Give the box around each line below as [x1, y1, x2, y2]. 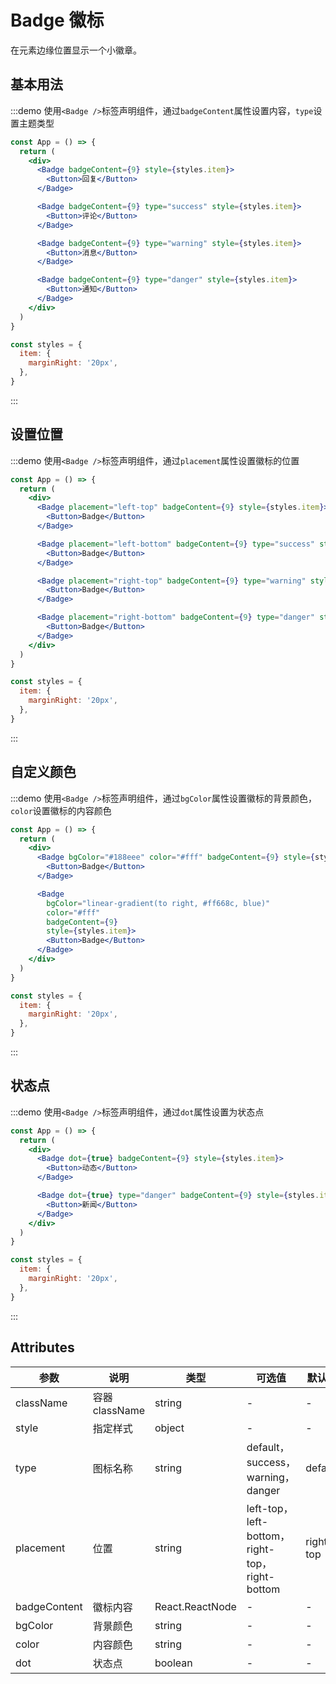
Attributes [10, 1339, 75, 1356]
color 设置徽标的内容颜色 [10, 804, 112, 816]
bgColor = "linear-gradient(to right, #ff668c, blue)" [46, 898, 271, 908]
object [154, 1421, 185, 1435]
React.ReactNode [154, 1599, 237, 1613]
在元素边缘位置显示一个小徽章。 [10, 44, 142, 56]
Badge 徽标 [10, 9, 105, 32]
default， [246, 1440, 290, 1454]
